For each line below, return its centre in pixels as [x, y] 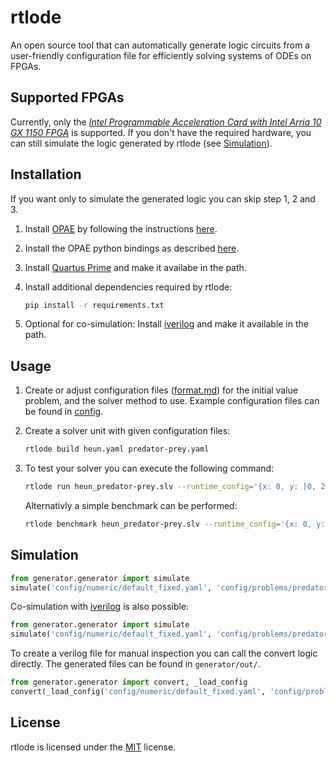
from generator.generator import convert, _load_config [129, 682]
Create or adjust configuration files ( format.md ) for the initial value [161, 390]
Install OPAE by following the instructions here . [121, 228]
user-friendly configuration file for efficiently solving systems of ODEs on [161, 55]
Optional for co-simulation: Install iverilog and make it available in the [166, 324]
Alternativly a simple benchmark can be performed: [131, 505]
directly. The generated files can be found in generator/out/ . [135, 664]
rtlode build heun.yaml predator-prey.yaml [117, 449]
